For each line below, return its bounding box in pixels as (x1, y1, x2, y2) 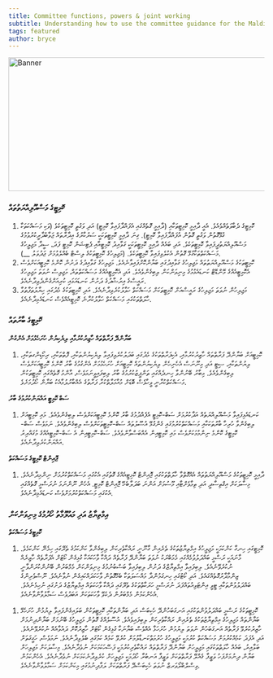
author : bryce (8, 34, 57, 43)
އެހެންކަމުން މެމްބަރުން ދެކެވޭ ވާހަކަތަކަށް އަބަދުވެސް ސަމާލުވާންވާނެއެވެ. (19, 589, 158, 599)
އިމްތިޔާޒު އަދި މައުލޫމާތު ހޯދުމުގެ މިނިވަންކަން (8, 509, 109, 520)
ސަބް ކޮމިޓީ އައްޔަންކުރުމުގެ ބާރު (8, 393, 69, 403)
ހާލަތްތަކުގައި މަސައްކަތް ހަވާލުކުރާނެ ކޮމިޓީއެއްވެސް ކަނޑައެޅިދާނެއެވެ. (19, 294, 152, 304)
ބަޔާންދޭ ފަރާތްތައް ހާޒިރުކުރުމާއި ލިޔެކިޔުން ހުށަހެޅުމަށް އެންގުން (8, 333, 132, 343)
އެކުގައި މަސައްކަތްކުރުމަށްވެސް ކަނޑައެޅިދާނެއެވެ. (19, 488, 114, 497)
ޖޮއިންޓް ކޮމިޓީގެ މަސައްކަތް (8, 453, 58, 463)
